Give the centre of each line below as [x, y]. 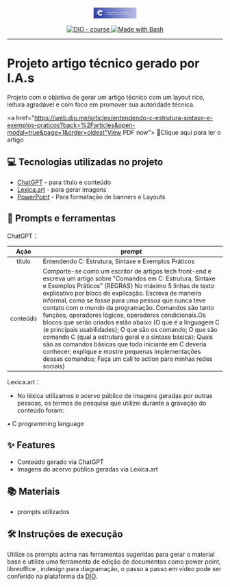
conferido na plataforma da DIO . [52, 576]
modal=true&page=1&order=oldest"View [64, 132]
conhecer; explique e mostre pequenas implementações [122, 351]
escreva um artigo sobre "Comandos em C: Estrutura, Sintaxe [129, 278]
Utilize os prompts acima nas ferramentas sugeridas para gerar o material [111, 554]
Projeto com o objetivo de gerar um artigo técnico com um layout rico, [106, 97]
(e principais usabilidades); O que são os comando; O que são [130, 329]
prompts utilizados [43, 511]
